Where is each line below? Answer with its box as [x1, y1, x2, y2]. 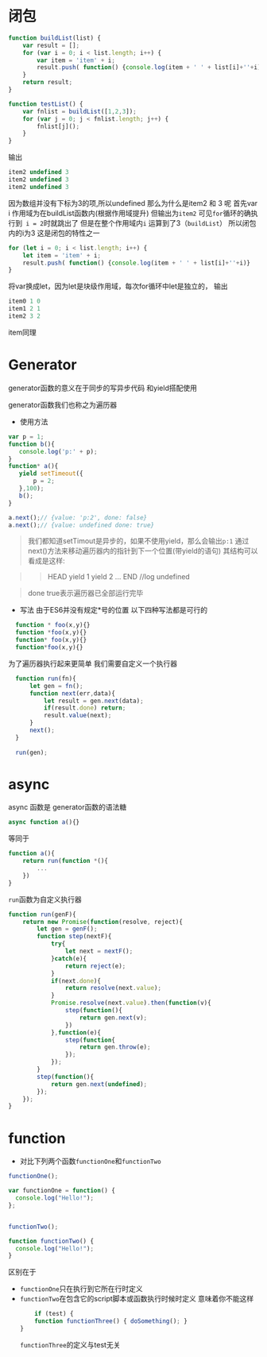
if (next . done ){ [50, 976, 102, 985]
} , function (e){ [50, 1028, 102, 1037]
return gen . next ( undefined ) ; [50, 1080, 148, 1088]
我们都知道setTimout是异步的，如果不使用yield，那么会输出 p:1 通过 [27, 536, 250, 546]
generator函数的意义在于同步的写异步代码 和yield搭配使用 [8, 383, 197, 392]
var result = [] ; [22, 41, 80, 49]
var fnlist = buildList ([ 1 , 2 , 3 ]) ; [22, 107, 137, 115]
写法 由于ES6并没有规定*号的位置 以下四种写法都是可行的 [19, 605, 208, 615]
